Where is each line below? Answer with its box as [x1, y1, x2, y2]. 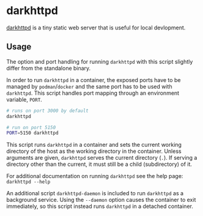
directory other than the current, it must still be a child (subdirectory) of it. [6, 160, 193, 168]
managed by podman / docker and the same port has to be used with [6, 83, 172, 90]
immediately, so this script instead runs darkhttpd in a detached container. [6, 203, 194, 210]
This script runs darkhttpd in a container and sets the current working [6, 141, 182, 149]
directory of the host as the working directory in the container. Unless [6, 147, 182, 155]
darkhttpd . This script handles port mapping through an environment [6, 89, 179, 97]
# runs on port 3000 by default [6, 108, 89, 114]
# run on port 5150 [6, 124, 56, 130]
